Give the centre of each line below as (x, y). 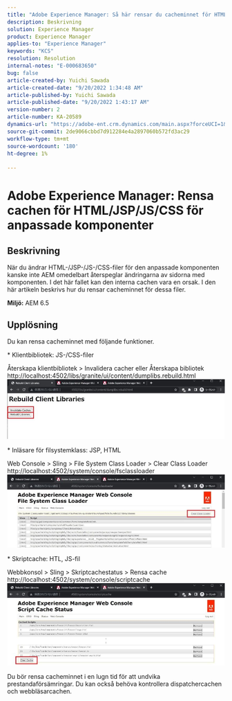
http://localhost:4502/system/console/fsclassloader (81, 470)
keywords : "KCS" (30, 51)
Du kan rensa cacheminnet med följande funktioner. (81, 341)
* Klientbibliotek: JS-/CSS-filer (51, 355)
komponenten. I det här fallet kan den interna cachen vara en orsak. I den (112, 282)
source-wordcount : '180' (43, 146)
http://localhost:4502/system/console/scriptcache (79, 580)
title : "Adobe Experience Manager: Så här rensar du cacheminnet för (109, 15)
